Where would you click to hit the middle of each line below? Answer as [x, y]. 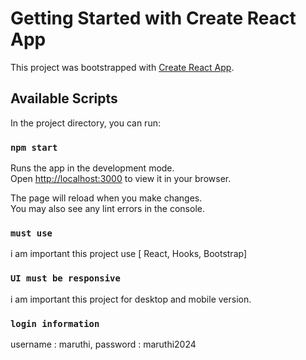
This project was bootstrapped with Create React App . [122, 67]
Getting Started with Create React [153, 18]
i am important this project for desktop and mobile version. [131, 299]
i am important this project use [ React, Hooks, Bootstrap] [129, 254]
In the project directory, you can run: [85, 123]
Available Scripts [64, 98]
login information [55, 323]
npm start [34, 147]
